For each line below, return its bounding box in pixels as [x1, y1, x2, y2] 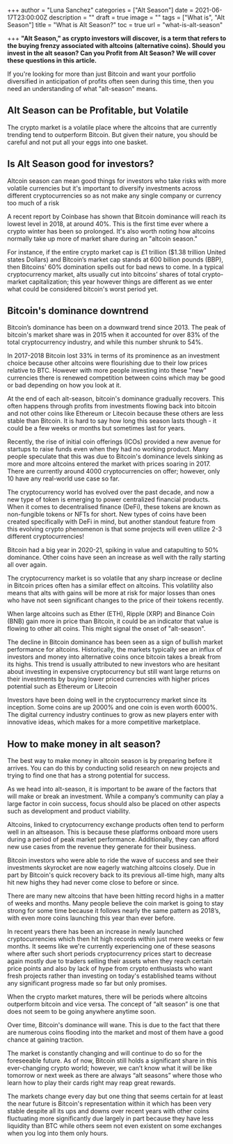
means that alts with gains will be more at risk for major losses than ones [7, 589, 216, 597]
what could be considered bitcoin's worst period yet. [7, 284, 159, 293]
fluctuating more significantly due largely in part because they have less [7, 1114, 214, 1122]
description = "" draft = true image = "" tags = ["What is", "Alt [48, 13, 225, 22]
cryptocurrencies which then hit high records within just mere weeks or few [7, 935, 224, 943]
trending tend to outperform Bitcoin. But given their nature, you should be [7, 130, 218, 138]
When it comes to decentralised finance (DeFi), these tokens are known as [7, 503, 221, 511]
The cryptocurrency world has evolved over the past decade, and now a [7, 488, 214, 497]
